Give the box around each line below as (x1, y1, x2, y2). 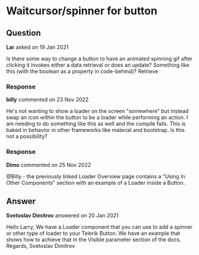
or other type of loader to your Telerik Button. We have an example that (6, 230, 181, 237)
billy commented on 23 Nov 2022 (6, 96, 89, 103)
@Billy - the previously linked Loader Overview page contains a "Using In (6, 172, 185, 180)
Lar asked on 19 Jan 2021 (6, 43, 69, 51)
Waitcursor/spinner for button (6, 4, 157, 18)
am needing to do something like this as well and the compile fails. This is (6, 120, 186, 127)
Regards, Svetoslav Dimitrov (6, 243, 75, 250)
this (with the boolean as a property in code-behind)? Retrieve (6, 68, 159, 75)
